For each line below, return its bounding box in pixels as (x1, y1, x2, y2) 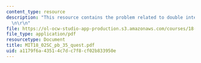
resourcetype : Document (6, 37, 66, 43)
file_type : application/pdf (6, 31, 77, 37)
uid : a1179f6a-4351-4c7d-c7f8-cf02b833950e (6, 48, 117, 54)
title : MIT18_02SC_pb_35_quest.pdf (6, 43, 95, 49)
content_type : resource (6, 8, 66, 15)
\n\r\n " (11, 20, 31, 26)
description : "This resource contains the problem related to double (6, 14, 184, 20)
